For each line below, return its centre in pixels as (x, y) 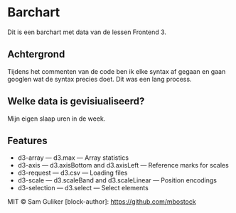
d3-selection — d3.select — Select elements (83, 188)
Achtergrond (36, 54)
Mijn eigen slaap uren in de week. (57, 119)
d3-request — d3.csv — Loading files (73, 173)
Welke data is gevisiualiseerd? (76, 101)
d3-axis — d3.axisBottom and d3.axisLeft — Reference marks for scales (123, 165)
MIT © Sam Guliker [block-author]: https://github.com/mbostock (102, 202)
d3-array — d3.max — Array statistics (73, 158)
